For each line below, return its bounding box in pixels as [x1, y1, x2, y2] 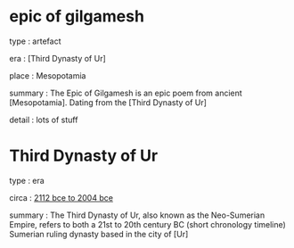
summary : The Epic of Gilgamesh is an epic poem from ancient [9, 87, 242, 98]
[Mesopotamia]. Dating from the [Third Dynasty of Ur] [9, 96, 208, 108]
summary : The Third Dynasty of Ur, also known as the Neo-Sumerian [9, 210, 265, 220]
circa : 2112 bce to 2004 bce [9, 192, 114, 203]
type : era [9, 175, 45, 186]
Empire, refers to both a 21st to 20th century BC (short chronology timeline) [9, 219, 287, 229]
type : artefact [9, 36, 61, 46]
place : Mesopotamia [9, 70, 86, 81]
